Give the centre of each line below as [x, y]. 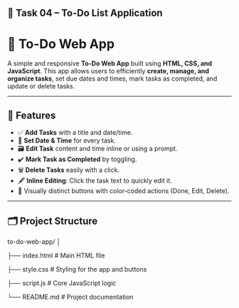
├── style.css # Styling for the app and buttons [77, 269]
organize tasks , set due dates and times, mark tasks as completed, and [112, 78]
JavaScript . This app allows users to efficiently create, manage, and [108, 71]
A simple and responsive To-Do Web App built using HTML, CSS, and [110, 63]
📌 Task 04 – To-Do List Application [85, 13]
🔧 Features [32, 115]
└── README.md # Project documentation [70, 297]
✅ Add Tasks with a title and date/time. [75, 133]
